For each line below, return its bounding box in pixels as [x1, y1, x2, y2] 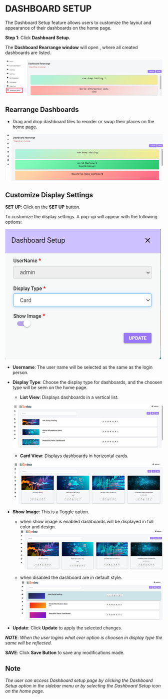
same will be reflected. [5, 640, 52, 646]
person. [12, 370, 28, 376]
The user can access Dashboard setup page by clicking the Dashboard [5, 677, 153, 683]
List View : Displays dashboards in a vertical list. [19, 394, 119, 400]
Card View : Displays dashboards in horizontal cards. [19, 453, 128, 459]
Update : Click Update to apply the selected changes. [12, 625, 122, 631]
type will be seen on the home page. [12, 385, 88, 391]
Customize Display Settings [5, 191, 93, 199]
